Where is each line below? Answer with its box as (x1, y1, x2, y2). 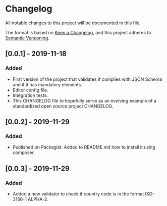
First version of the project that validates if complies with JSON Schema (12, 76, 162, 82)
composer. (12, 149, 35, 156)
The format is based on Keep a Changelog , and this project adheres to (5, 29, 151, 35)
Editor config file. (12, 87, 49, 93)
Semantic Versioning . (5, 35, 49, 41)
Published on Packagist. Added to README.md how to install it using (12, 144, 155, 150)
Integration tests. (12, 92, 48, 98)
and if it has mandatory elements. (12, 81, 82, 87)
